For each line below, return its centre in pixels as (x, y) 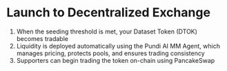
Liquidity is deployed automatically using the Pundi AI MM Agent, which (118, 46)
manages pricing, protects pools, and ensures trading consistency (110, 53)
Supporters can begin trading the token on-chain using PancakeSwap (116, 60)
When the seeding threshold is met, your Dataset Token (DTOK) (107, 31)
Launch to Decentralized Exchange (109, 13)
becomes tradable (42, 38)
